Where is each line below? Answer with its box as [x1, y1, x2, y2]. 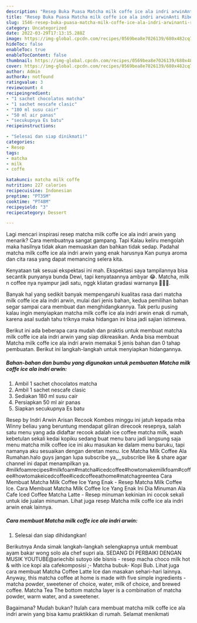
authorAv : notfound [6, 74, 54, 80]
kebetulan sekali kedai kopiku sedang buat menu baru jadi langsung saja [6, 435, 181, 442]
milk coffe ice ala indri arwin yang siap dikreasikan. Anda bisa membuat [6, 333, 179, 341]
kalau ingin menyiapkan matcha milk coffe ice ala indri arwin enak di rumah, [6, 309, 189, 316]
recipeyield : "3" [6, 204, 49, 210]
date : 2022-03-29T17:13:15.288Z [6, 30, 85, 36]
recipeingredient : [6, 90, 51, 96]
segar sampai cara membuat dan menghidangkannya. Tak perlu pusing [6, 303, 178, 311]
